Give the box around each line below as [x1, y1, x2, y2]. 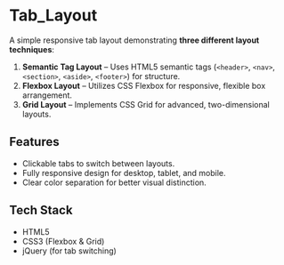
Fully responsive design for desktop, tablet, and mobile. [21, 167, 226, 178]
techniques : [9, 44, 55, 54]
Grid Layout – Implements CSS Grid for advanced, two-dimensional [21, 99, 270, 109]
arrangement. [21, 90, 73, 100]
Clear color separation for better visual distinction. [21, 177, 207, 188]
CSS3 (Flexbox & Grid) [21, 236, 105, 246]
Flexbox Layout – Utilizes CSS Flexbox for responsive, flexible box [21, 80, 266, 91]
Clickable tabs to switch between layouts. [21, 157, 175, 169]
